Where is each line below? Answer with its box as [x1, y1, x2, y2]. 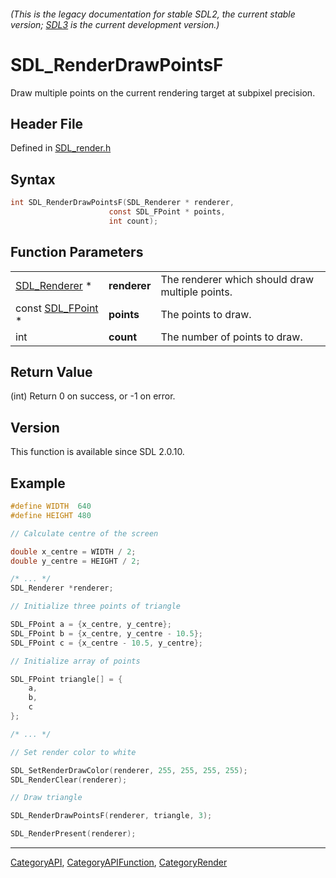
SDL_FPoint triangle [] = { [10, 674, 123, 684]
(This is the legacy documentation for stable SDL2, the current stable [10, 8, 296, 20]
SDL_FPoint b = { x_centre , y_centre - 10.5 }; [10, 628, 203, 639]
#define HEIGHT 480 [10, 510, 92, 520]
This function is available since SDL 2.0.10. [10, 446, 185, 458]
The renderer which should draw [160, 272, 315, 286]
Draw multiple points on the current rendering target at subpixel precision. [10, 86, 316, 99]
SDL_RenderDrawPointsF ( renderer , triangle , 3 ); [10, 811, 213, 821]
